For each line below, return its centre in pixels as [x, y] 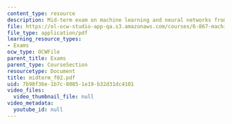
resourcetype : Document [41, 71]
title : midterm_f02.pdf [41, 77]
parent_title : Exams [37, 59]
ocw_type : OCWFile [33, 52]
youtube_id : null [38, 110]
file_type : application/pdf [48, 33]
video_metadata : [30, 103]
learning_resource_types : [44, 39]
